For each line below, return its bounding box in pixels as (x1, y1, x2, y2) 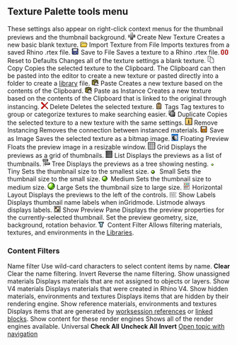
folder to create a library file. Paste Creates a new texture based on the (7, 79, 223, 87)
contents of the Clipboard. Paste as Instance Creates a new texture (7, 86, 212, 95)
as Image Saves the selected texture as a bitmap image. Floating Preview (7, 134, 229, 142)
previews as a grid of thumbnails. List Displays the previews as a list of (7, 151, 222, 159)
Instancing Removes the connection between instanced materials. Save (7, 125, 224, 134)
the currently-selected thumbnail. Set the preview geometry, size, (7, 213, 199, 222)
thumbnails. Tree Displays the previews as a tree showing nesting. (7, 159, 209, 168)
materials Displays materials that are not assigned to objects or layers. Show (7, 277, 230, 285)
